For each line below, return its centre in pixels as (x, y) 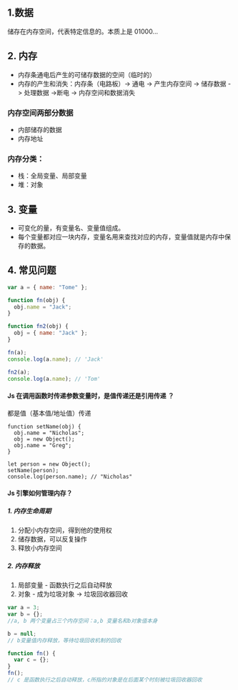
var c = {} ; (32, 660)
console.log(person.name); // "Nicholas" (70, 476)
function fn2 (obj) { (38, 326)
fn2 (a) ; (19, 372)
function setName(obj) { (44, 426)
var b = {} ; (25, 614)
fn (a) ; (17, 352)
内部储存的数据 (40, 129)
